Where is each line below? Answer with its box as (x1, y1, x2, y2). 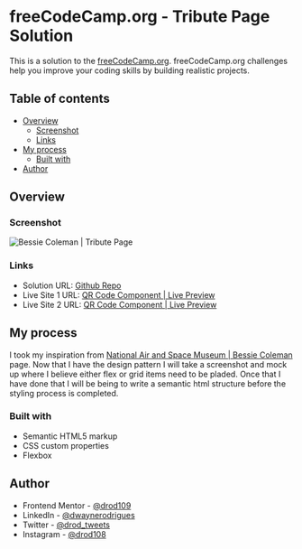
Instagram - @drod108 (22, 528, 106, 539)
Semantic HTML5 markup (22, 431, 118, 442)
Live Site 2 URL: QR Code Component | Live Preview (22, 299, 217, 310)
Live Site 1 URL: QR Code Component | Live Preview (22, 289, 215, 300)
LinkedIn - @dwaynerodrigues (22, 509, 135, 520)
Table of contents (9, 91, 110, 107)
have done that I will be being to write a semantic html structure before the (9, 377, 287, 389)
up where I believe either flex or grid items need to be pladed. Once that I (9, 368, 281, 379)
